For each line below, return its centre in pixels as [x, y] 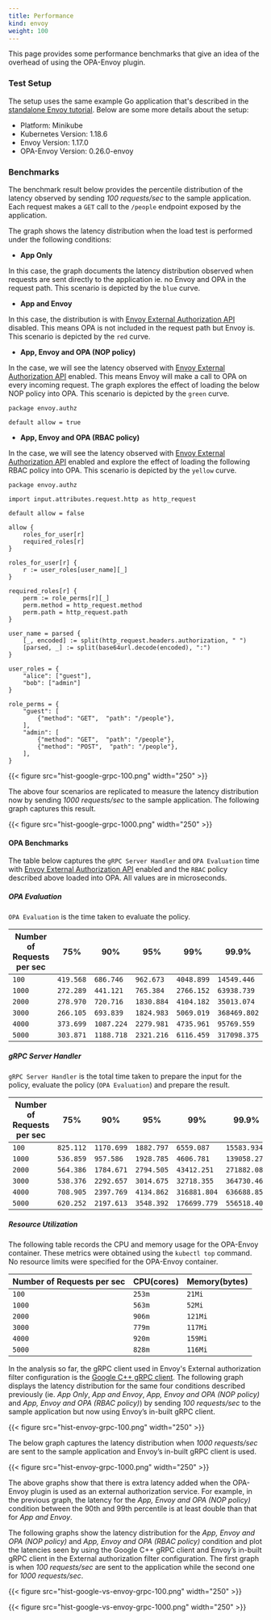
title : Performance [41, 16]
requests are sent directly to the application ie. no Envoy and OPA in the [127, 279]
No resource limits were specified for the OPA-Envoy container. [113, 1262]
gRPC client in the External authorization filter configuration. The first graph [134, 1559]
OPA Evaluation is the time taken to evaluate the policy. [100, 917]
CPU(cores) [156, 1281]
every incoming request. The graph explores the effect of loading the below [134, 385]
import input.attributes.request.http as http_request [102, 499]
